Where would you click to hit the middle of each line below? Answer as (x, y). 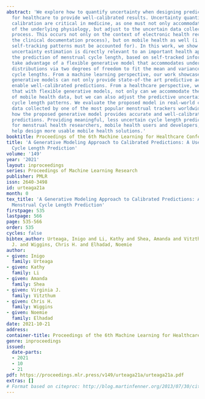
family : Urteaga (32, 262)
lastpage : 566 (24, 216)
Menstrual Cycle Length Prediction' (58, 205)
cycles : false (24, 233)
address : (17, 329)
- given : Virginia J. (34, 290)
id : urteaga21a (26, 188)
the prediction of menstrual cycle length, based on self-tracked (98, 57)
